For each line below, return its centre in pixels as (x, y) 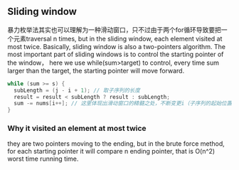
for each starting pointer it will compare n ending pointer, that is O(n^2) (111, 152)
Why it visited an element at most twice (77, 129)
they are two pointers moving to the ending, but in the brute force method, (116, 144)
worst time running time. (43, 159)
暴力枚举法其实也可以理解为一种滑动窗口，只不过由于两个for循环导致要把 (115, 30)
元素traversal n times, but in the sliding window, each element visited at (118, 38)
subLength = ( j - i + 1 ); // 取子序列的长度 (77, 90)
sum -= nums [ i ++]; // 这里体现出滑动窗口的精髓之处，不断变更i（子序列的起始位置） (126, 103)
